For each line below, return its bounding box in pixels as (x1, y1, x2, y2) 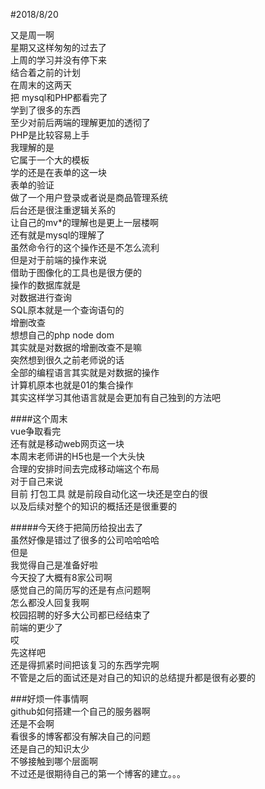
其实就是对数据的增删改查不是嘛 (10, 342, 142, 353)
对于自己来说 (10, 475, 63, 487)
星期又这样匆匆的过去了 (10, 42, 107, 53)
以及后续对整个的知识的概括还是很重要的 (10, 500, 177, 512)
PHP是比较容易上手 (10, 129, 90, 141)
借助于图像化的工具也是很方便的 (10, 267, 142, 278)
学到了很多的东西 (10, 104, 81, 116)
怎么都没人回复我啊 (10, 597, 90, 608)
